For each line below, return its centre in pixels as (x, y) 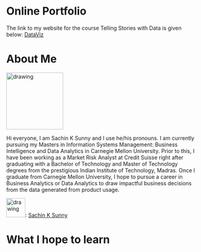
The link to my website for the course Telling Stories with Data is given (94, 28)
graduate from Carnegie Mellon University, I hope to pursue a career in (94, 177)
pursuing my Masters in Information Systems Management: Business (92, 145)
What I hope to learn (58, 240)
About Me (31, 59)
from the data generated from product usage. (63, 189)
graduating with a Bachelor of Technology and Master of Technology (92, 164)
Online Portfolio (46, 11)
